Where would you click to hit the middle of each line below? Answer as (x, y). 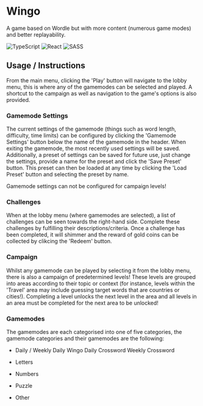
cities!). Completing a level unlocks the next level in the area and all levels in (101, 296)
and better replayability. (36, 34)
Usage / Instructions (46, 66)
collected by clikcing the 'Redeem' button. (59, 241)
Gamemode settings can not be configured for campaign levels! (86, 186)
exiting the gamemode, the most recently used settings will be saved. (94, 148)
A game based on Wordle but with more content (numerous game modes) (99, 28)
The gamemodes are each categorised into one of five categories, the (94, 332)
